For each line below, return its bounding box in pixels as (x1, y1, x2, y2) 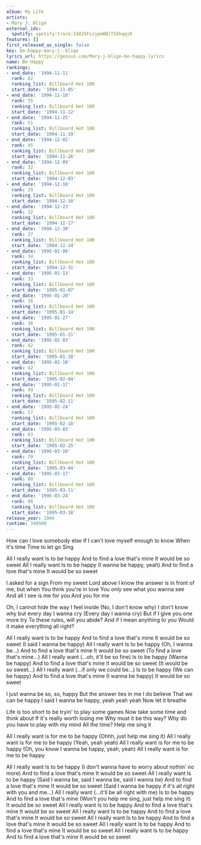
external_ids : (6, 25, 42, 32)
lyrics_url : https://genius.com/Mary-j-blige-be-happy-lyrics (6, 53, 165, 59)
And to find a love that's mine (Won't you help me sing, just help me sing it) (6, 795, 191, 803)
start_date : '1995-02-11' (11, 399, 77, 405)
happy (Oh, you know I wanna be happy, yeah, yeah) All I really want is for (6, 746, 189, 753)
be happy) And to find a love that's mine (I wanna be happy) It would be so (6, 673, 190, 680)
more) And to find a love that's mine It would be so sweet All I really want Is (6, 770, 191, 777)
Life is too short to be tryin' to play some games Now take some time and (6, 709, 187, 716)
